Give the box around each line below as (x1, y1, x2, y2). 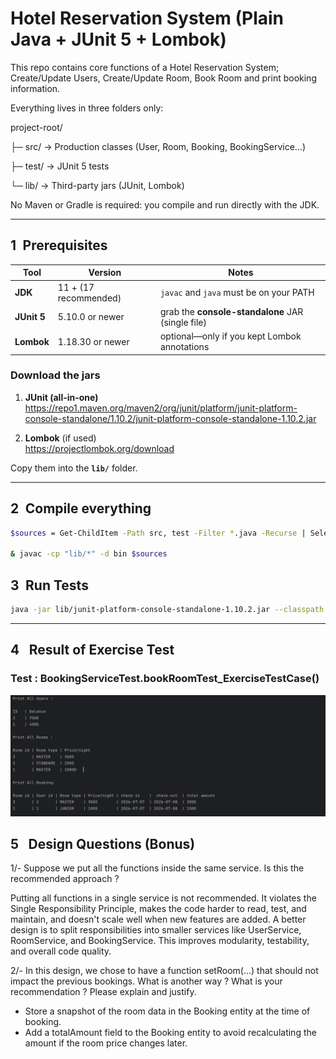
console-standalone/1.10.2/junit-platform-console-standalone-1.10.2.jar (24, 412, 317, 424)
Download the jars (10, 368, 101, 382)
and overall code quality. (10, 945, 112, 957)
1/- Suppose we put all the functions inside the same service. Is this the (10, 862, 305, 874)
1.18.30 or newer (57, 335, 130, 347)
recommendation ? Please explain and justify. (10, 986, 197, 998)
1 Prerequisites (10, 237, 108, 254)
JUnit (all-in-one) (24, 391, 99, 403)
